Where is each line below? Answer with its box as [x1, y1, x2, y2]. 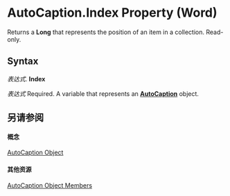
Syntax [7, 56, 39, 67]
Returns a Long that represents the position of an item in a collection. [7, 28, 205, 36]
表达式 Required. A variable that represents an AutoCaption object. [7, 89, 200, 98]
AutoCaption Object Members [7, 181, 92, 189]
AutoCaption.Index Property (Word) [7, 5, 218, 21]
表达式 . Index [7, 74, 46, 83]
